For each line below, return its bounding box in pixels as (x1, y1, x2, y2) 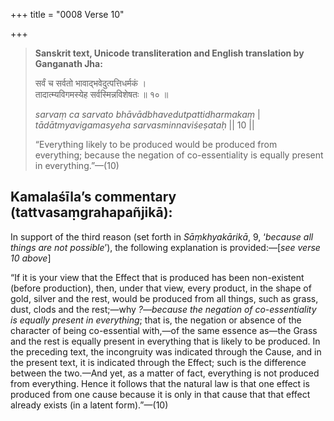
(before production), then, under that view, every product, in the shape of (10, 282, 312, 294)
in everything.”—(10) (34, 160, 120, 171)
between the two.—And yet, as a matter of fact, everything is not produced (10, 367, 320, 379)
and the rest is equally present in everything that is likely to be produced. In (10, 335, 321, 347)
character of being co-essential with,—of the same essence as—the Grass (10, 324, 318, 336)
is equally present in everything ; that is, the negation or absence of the (10, 314, 302, 326)
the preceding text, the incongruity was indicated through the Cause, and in (10, 345, 322, 358)
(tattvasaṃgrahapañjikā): (10, 204, 173, 221)
